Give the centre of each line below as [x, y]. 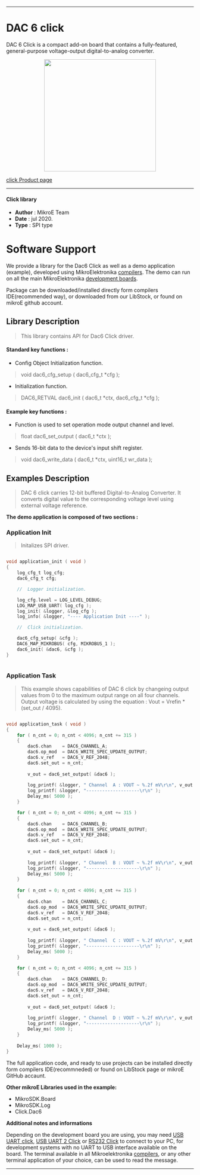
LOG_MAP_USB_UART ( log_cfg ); [54, 605]
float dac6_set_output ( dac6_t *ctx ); [66, 437]
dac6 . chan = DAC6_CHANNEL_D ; [68, 979]
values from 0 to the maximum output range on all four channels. [100, 695]
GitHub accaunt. [26, 1075]
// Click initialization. [50, 628]
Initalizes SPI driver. [45, 545]
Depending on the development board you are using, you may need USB [95, 1134]
